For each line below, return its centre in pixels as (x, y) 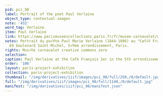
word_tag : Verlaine (25, 28)
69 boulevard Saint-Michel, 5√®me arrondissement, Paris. (69, 46)
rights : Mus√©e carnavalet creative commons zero (56, 50)
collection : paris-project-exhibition (44, 73)
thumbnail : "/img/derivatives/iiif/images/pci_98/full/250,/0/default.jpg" (83, 77)
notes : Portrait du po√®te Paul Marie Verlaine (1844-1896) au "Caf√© (78, 41)
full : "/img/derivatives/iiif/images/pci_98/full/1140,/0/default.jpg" (79, 81)
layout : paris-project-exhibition (40, 68)
